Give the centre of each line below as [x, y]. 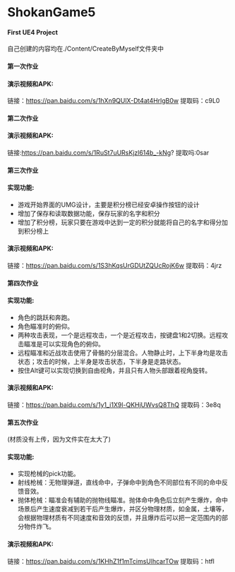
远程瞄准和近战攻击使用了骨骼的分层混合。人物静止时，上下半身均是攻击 [122, 353]
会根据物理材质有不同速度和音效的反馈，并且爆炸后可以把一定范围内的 [120, 518]
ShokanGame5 [52, 12]
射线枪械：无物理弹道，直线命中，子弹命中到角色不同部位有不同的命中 [120, 482]
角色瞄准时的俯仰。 [46, 326]
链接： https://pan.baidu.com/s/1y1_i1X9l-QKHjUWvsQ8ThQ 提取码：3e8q [114, 404]
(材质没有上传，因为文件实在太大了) [59, 439]
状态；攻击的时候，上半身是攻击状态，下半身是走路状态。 [101, 361]
